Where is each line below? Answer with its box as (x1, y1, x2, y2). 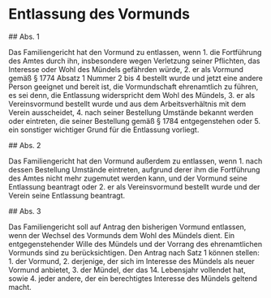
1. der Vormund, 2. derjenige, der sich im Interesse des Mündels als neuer (8, 256, 256, 266)
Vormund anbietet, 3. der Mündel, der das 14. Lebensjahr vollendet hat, (8, 265, 246, 275)
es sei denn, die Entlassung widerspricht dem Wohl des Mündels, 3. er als (8, 90, 256, 100)
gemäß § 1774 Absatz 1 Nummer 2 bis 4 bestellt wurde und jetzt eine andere (8, 73, 264, 83)
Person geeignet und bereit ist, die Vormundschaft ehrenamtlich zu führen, (8, 82, 259, 92)
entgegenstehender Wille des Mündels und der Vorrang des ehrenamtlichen (8, 239, 263, 249)
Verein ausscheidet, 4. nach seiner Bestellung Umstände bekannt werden (8, 107, 254, 117)
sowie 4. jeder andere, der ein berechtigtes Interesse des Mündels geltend (8, 273, 258, 283)
